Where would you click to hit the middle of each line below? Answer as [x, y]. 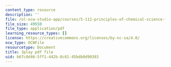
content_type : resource [31, 10]
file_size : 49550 [24, 24]
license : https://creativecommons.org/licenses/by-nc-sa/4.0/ [73, 38]
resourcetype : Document [31, 47]
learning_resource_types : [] [36, 33]
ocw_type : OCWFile [25, 43]
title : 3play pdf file [29, 52]
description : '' [22, 15]
